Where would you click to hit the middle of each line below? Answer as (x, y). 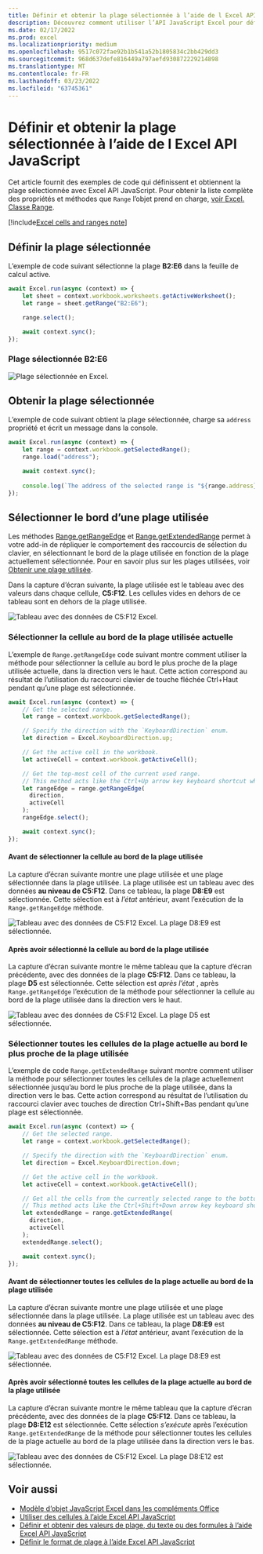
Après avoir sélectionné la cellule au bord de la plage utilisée (109, 949)
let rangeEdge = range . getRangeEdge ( (84, 788)
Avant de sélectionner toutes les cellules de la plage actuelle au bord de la (131, 1282)
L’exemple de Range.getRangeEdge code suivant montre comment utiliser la (128, 654)
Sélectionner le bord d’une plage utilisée (108, 518)
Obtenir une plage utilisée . (50, 570)
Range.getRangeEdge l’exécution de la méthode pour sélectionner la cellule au (131, 992)
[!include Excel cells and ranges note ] (68, 223)
